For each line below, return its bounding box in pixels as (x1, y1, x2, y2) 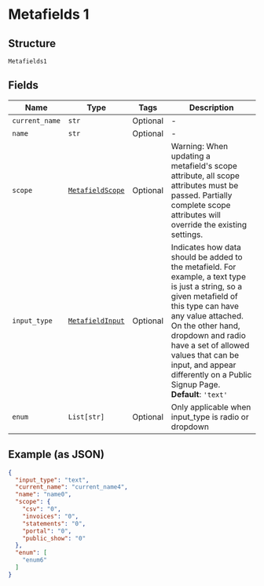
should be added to (170, 251, 243, 262)
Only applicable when (170, 402, 251, 413)
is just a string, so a (170, 281, 242, 292)
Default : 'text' (170, 388, 228, 399)
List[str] (68, 412, 104, 421)
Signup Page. (170, 379, 221, 390)
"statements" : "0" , (22, 519, 86, 527)
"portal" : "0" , (22, 527, 72, 535)
